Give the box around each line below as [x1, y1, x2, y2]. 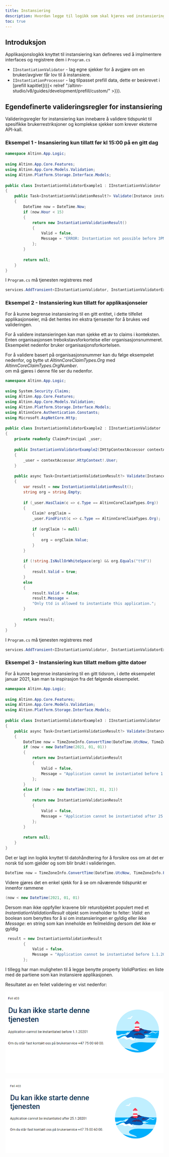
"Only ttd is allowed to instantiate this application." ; [32, 601, 156, 606]
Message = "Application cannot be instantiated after [41, 814, 156, 819]
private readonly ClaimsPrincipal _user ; [14, 437, 102, 442]
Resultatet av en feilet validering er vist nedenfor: [5, 982, 107, 988]
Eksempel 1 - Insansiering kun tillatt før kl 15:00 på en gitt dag [5, 139, 158, 146]
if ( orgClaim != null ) [32, 527, 80, 532]
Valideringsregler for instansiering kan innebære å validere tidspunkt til [5, 116, 152, 122]
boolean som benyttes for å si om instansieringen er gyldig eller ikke [5, 915, 147, 921]
